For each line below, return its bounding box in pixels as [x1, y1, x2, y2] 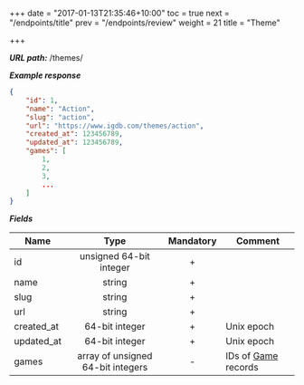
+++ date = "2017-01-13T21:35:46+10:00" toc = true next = [9, 8, 231, 18]
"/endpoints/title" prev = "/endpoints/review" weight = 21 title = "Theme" [9, 17, 280, 28]
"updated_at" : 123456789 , [25, 138, 124, 148]
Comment [236, 235, 280, 247]
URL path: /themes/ [9, 53, 83, 63]
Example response [9, 70, 81, 81]
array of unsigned [76, 350, 153, 362]
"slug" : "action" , [25, 112, 95, 121]
